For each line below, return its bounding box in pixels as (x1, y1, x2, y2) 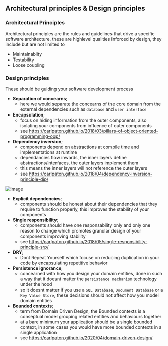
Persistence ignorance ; (12, 265, 63, 271)
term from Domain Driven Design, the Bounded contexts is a (20, 308, 145, 314)
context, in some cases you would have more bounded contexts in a (20, 324, 162, 330)
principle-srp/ (20, 244, 49, 250)
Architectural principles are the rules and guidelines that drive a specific (5, 30, 155, 37)
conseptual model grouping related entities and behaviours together (20, 313, 162, 319)
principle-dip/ (20, 176, 49, 182)
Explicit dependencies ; (12, 195, 62, 201)
